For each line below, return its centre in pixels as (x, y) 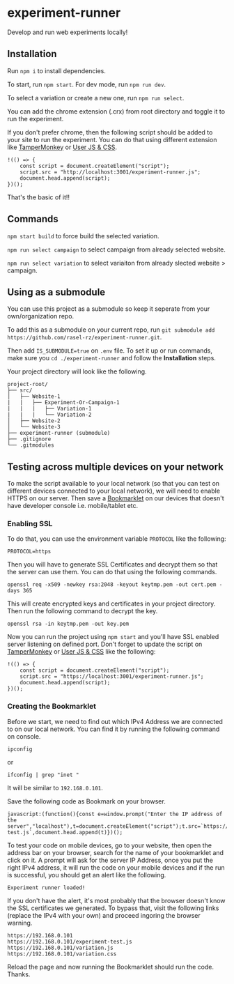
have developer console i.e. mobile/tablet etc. (73, 506)
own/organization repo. (41, 316)
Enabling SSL (30, 524)
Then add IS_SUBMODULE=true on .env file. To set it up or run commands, (110, 351)
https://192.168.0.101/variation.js (60, 948)
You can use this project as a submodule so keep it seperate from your (109, 309)
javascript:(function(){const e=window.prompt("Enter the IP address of (115, 814)
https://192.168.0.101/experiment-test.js (70, 941)
